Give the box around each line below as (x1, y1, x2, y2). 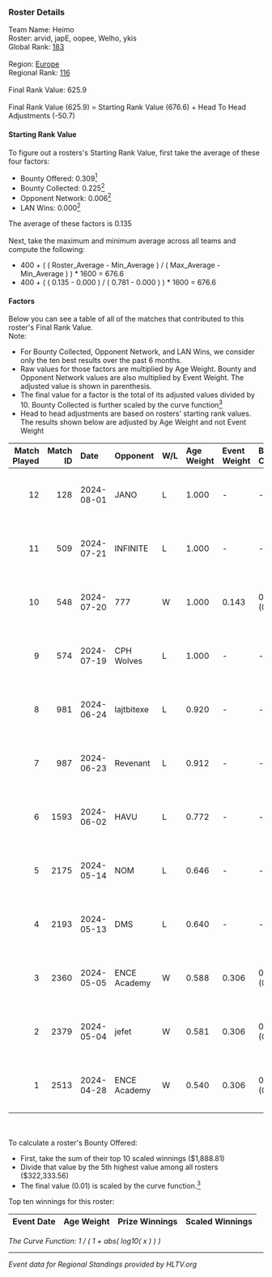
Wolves (114, 655, 143, 666)
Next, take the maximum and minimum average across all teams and (8, 236, 236, 246)
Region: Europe (8, 59, 60, 69)
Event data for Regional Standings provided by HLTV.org (8, 1259, 198, 1269)
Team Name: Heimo (8, 25, 74, 35)
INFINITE (114, 542, 149, 553)
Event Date (12, 1215, 56, 1227)
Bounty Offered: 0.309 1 (19, 172, 98, 183)
